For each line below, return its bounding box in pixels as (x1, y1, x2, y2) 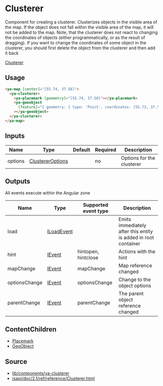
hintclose (77, 254, 98, 261)
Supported (83, 202, 108, 209)
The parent (118, 290, 144, 297)
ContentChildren (5, 325, 57, 333)
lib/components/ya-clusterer (12, 370, 69, 376)
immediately (118, 222, 147, 229)
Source (5, 357, 28, 366)
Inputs (5, 132, 25, 140)
